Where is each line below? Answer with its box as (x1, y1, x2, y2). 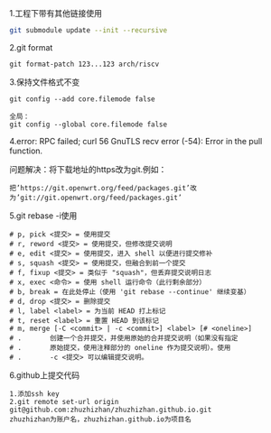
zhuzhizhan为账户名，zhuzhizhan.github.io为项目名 (9, 414, 192, 424)
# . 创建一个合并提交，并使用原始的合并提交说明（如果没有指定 (9, 333, 238, 343)
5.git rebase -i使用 (9, 210, 78, 221)
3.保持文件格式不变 (9, 76, 80, 88)
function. (9, 145, 43, 156)
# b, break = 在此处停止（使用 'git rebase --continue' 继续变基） (9, 287, 251, 296)
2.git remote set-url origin (9, 397, 119, 406)
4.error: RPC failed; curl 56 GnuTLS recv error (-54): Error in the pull (9, 135, 263, 146)
